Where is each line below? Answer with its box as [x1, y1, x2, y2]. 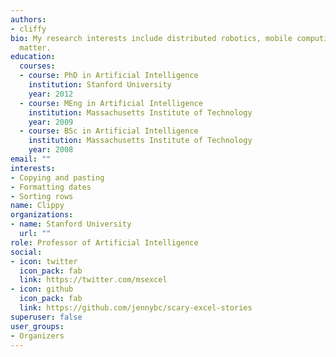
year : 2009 [28, 117, 74, 127]
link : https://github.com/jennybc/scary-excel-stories [19, 303, 253, 313]
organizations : [10, 210, 74, 220]
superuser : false [10, 312, 83, 322]
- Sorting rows [10, 191, 74, 201]
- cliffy [10, 24, 47, 34]
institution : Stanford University [28, 80, 172, 90]
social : [10, 247, 43, 257]
